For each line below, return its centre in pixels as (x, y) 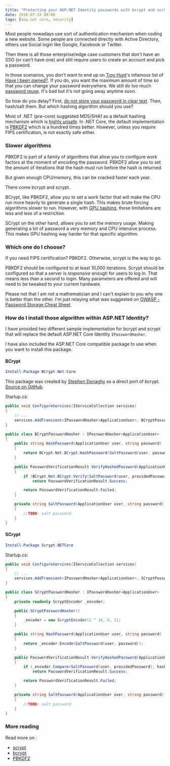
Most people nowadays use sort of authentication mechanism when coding (84, 34)
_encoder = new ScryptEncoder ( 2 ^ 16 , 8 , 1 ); (72, 620)
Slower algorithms (28, 146)
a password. (18, 65)
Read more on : (21, 738)
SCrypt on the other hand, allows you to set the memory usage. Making (80, 223)
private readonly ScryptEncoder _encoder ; (60, 602)
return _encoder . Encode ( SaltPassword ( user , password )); (83, 643)
